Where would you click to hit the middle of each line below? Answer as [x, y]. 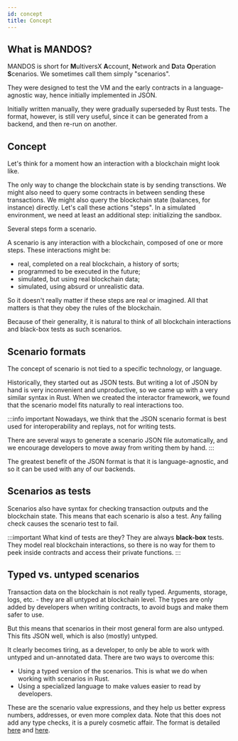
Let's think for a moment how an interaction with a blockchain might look [114, 163]
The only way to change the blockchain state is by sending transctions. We [117, 185]
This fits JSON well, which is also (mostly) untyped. [83, 636]
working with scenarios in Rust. [64, 678]
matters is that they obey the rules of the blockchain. [85, 308]
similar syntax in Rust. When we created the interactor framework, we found [119, 397]
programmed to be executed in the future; [79, 271]
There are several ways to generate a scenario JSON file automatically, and [118, 440]
